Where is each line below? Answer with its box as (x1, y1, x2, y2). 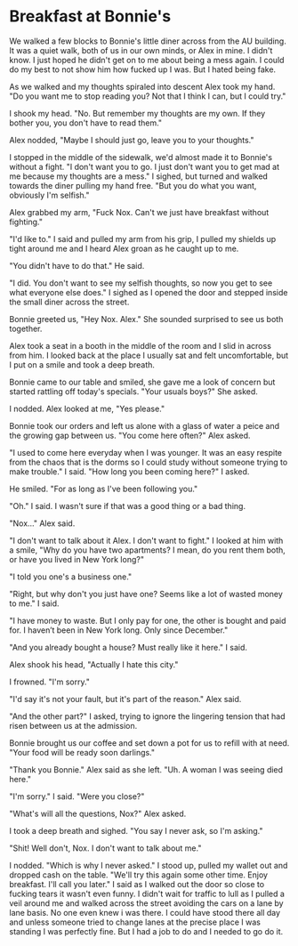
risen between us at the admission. (9, 720, 138, 731)
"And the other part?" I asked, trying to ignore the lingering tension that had (9, 710, 286, 722)
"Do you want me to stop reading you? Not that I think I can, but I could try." (9, 91, 286, 101)
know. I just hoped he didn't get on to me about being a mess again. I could (9, 54, 285, 65)
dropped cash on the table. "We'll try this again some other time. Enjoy (9, 869, 269, 880)
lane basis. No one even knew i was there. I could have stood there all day (9, 907, 281, 918)
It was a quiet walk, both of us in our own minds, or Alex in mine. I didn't (9, 44, 273, 55)
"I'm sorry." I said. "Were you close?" (9, 790, 145, 802)
